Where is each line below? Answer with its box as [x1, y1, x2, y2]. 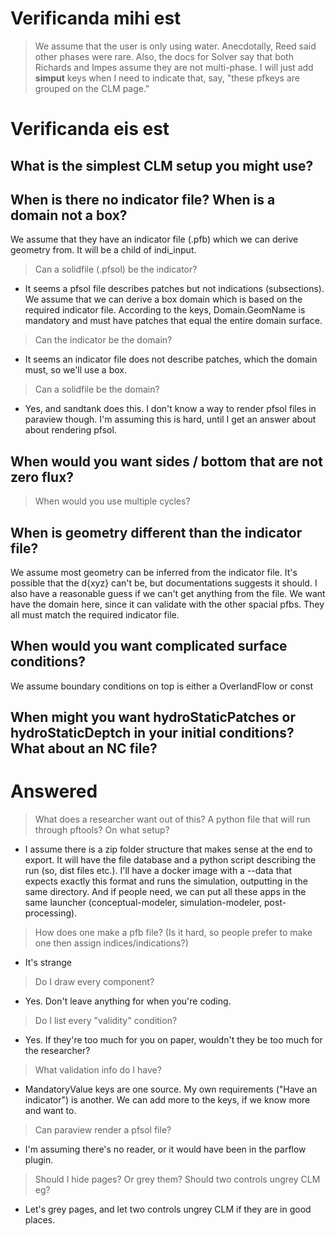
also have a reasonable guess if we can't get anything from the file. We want [10, 587, 326, 599]
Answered [10, 780, 98, 803]
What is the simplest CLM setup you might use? [10, 157, 314, 174]
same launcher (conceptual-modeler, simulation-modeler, [24, 897, 263, 909]
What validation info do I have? [34, 1064, 162, 1076]
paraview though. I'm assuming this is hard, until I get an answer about [24, 413, 317, 426]
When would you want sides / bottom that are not [10, 453, 323, 470]
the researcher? [24, 1045, 91, 1057]
